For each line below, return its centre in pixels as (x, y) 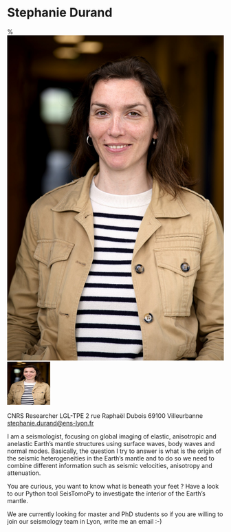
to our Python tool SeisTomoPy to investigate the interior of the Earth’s (107, 494)
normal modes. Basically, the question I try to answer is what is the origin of (114, 451)
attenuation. (24, 473)
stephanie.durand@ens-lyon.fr (51, 423)
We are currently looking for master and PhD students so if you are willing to (115, 514)
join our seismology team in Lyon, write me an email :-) (85, 521)
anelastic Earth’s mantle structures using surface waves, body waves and (111, 443)
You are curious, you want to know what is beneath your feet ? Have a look (113, 486)
